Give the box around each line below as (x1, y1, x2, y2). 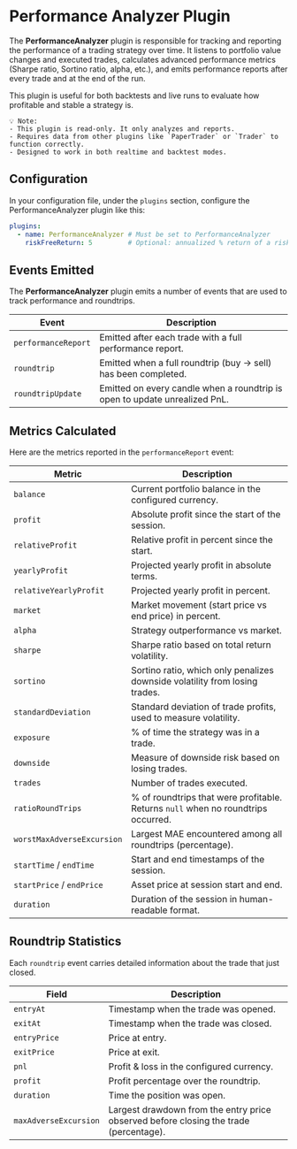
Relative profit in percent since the (131, 533, 274, 546)
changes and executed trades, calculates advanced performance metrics (9, 54, 277, 65)
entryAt (13, 1004, 46, 1014)
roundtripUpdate (13, 389, 82, 399)
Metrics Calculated (9, 423, 117, 439)
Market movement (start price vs (131, 599, 267, 611)
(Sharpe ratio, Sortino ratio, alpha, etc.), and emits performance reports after (9, 64, 288, 74)
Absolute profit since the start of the (131, 509, 281, 520)
